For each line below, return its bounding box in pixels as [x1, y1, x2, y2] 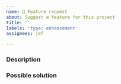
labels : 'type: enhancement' [6, 25, 78, 31]
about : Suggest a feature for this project [6, 14, 116, 20]
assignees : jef [6, 31, 44, 37]
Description [6, 56, 41, 64]
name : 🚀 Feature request [6, 8, 68, 15]
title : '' [6, 20, 31, 25]
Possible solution [6, 71, 58, 79]
